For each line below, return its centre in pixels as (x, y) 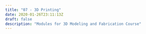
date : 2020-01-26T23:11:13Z (34, 14)
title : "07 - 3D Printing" (33, 10)
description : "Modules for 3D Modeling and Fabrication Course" (73, 24)
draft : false (19, 19)
